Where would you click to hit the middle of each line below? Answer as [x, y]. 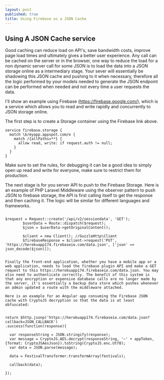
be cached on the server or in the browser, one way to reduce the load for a [82, 61]
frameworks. [18, 206]
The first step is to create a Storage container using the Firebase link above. [82, 121]
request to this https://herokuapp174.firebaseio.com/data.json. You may [82, 271]
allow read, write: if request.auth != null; [65, 143]
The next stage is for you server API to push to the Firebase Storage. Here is [82, 185]
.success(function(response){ [36, 326]
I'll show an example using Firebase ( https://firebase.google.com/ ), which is [82, 101]
